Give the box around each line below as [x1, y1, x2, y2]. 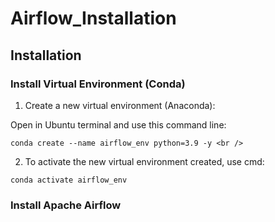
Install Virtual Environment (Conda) [10, 77, 186, 91]
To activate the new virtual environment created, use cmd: [24, 155, 265, 167]
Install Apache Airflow [10, 198, 122, 212]
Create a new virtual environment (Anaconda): [24, 99, 216, 111]
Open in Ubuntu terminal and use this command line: [10, 118, 227, 131]
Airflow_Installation [10, 7, 177, 30]
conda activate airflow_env [10, 175, 128, 185]
